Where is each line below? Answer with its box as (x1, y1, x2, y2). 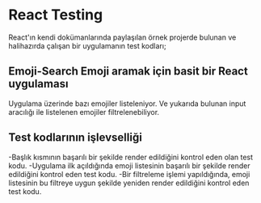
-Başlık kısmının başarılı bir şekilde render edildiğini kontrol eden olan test (8, 152, 253, 162)
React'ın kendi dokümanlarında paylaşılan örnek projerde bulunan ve (8, 32, 237, 42)
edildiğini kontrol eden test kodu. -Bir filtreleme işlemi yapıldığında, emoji (8, 169, 250, 179)
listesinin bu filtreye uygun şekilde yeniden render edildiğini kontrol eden (8, 178, 250, 188)
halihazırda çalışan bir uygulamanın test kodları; (8, 40, 167, 50)
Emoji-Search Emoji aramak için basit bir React (8, 65, 248, 78)
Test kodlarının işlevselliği (8, 131, 143, 145)
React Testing (8, 6, 103, 24)
